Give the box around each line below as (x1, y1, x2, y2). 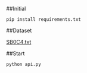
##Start (6, 50, 25, 57)
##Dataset (6, 27, 32, 34)
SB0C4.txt (6, 39, 32, 45)
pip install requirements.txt (6, 17, 82, 23)
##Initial (6, 5, 26, 12)
